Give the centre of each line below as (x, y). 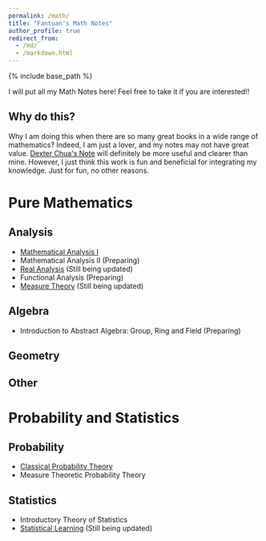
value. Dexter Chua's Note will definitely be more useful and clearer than (128, 153)
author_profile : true (44, 31)
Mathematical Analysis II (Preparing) (80, 260)
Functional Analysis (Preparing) (72, 277)
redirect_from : (34, 38)
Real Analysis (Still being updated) (77, 268)
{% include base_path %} (50, 76)
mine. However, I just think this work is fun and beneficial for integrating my (133, 162)
